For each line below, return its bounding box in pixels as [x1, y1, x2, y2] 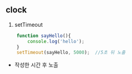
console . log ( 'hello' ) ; [27, 38, 85, 44]
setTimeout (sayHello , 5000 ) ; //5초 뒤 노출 [16, 50, 125, 56]
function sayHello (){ [16, 33, 71, 39]
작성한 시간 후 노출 [14, 61, 59, 69]
